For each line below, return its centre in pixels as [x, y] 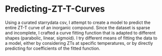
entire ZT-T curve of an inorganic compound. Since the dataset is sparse [78, 27]
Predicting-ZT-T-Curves [55, 9]
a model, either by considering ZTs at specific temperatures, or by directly [79, 43]
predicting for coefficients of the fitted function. [53, 48]
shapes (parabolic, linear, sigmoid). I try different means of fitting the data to [81, 38]
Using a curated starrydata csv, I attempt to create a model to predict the [78, 22]
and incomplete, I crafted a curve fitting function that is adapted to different [81, 33]
